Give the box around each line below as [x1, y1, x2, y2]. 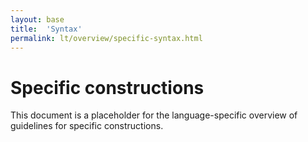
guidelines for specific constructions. [10, 120, 164, 132]
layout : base [10, 14, 65, 25]
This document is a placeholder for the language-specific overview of [10, 109, 298, 121]
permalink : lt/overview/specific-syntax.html [10, 33, 203, 43]
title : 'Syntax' [10, 24, 83, 34]
